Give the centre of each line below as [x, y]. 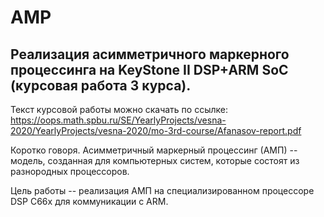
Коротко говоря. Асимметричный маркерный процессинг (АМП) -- [154, 150]
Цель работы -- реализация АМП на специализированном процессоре [162, 190]
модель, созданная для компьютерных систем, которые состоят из [155, 160]
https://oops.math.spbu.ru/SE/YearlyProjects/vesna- [118, 120]
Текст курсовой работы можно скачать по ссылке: [119, 109]
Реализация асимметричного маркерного [150, 54]
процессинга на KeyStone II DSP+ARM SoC [149, 69]
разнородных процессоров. [70, 171]
